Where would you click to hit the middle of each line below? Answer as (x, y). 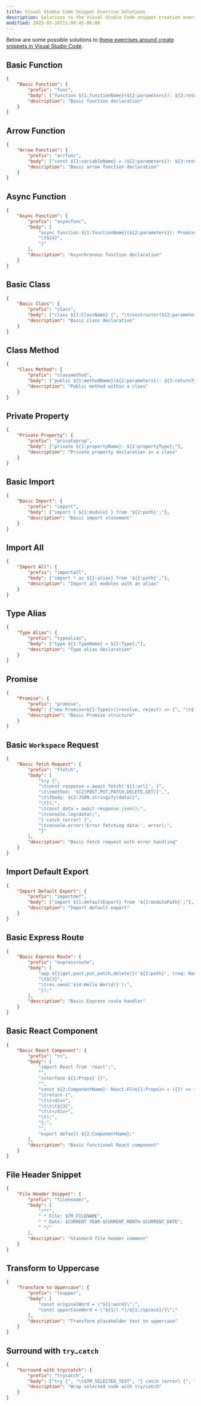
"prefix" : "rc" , (48, 1056)
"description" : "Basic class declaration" (81, 321)
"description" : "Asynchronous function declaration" (95, 255)
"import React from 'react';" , (77, 1067)
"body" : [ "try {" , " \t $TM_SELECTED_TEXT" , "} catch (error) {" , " (112, 1381)
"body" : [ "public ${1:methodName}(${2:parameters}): (95, 381)
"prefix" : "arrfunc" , (55, 155)
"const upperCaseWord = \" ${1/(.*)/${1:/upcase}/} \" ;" (108, 1310)
